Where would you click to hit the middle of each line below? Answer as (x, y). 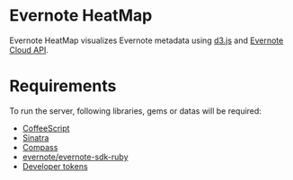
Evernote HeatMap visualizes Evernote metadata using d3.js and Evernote (146, 40)
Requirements (63, 86)
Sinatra (36, 137)
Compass (40, 147)
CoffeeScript (46, 128)
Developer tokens (55, 166)
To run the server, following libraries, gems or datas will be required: (136, 111)
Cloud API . (29, 49)
